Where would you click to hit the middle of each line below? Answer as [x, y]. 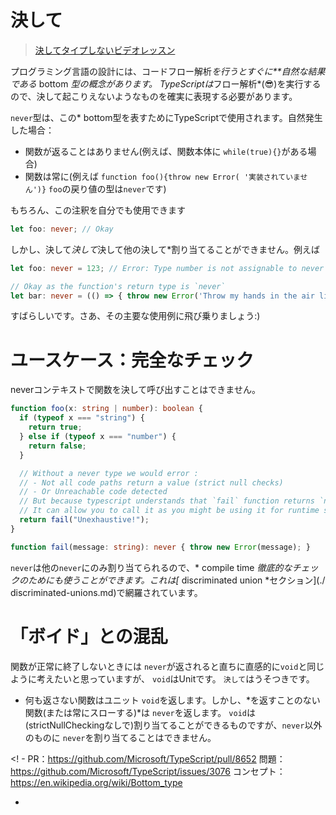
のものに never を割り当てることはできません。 [120, 737]
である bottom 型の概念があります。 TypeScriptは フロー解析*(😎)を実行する [166, 83]
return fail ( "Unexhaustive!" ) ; [84, 520]
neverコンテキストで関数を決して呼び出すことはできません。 [135, 390]
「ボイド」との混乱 [89, 636]
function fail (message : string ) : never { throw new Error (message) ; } [160, 547]
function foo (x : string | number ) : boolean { [106, 409]
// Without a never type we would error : [109, 473]
